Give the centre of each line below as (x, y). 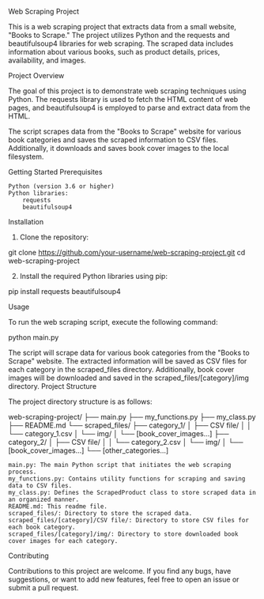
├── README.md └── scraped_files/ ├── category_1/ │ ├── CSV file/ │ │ (130, 425)
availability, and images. (47, 60)
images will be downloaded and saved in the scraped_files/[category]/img (128, 378)
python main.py (34, 337)
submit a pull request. (43, 588)
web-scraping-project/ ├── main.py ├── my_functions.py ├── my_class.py (132, 417)
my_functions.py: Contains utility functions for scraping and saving (127, 479)
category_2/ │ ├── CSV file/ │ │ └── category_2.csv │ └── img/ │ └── (126, 442)
